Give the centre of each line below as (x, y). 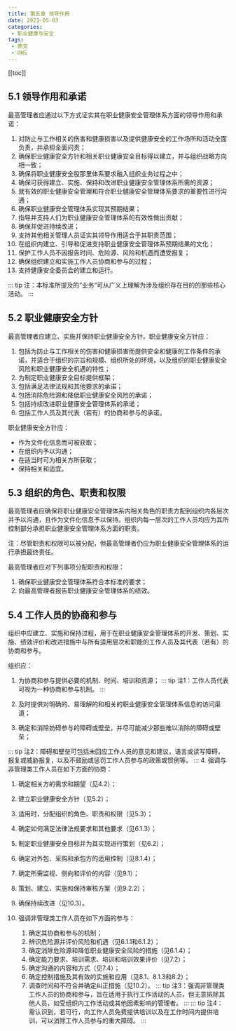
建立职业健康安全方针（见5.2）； (64, 799)
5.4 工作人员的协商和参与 (63, 615)
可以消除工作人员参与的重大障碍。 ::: (93, 1020)
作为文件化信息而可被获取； (58, 442)
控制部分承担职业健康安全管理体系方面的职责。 (75, 528)
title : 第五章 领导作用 (39, 14)
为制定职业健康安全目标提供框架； (67, 377)
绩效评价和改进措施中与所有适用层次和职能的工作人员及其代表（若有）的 (124, 642)
